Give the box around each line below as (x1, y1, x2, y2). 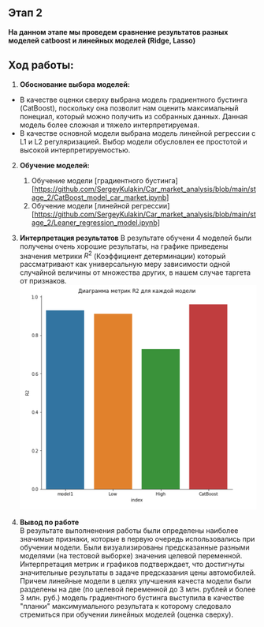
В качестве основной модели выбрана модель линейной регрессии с (19, 128, 256, 137)
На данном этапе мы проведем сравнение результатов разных (8, 27, 229, 36)
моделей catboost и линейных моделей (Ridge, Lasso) (8, 36, 195, 45)
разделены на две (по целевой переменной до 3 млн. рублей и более (19, 584, 256, 595)
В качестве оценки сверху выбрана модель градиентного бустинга (19, 95, 248, 104)
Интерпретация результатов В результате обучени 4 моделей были (19, 233, 252, 242)
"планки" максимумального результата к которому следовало (19, 602, 232, 611)
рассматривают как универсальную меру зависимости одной (19, 260, 231, 269)
